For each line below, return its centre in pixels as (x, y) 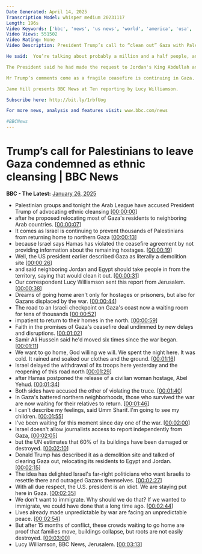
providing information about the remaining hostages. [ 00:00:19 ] (93, 250)
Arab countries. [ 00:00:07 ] (48, 224)
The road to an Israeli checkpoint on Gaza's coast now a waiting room (101, 307)
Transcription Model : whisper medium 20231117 (66, 17)
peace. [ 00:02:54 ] (38, 518)
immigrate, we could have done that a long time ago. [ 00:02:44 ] (94, 506)
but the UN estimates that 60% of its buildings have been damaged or (101, 442)
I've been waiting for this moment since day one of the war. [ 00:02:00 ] (103, 423)
